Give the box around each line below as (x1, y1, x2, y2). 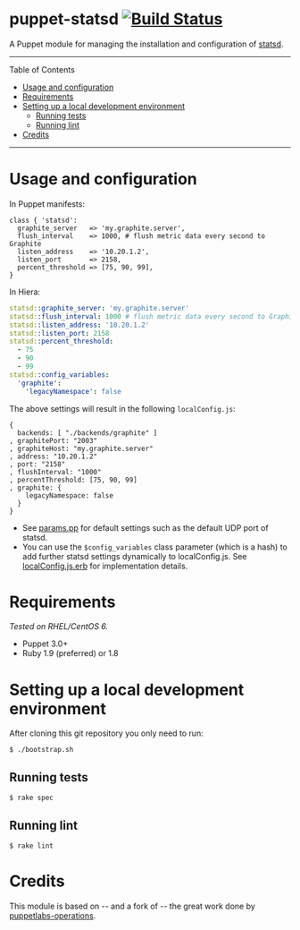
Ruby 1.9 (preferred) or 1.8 (21, 648, 119, 659)
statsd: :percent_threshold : (9, 337, 114, 346)
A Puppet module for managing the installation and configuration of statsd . (9, 38, 284, 49)
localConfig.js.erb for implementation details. (21, 560, 188, 571)
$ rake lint (9, 841, 54, 850)
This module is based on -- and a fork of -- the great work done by (9, 900, 256, 911)
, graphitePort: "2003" (9, 436, 98, 445)
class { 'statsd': (9, 216, 78, 225)
